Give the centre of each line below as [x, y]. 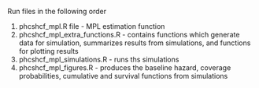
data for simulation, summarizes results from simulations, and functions [135, 43]
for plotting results [49, 51]
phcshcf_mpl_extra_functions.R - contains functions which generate [129, 35]
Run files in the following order [57, 11]
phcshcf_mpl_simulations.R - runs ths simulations [99, 59]
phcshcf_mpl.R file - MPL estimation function [92, 26]
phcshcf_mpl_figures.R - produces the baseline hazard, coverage [125, 68]
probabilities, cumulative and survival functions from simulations [123, 76]
